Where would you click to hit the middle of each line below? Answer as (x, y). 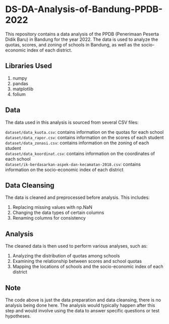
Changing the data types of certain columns (58, 212)
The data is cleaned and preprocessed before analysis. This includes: (77, 197)
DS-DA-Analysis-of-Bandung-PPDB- (84, 9)
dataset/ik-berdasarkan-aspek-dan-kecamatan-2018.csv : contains (73, 164)
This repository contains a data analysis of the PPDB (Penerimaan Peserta (82, 34)
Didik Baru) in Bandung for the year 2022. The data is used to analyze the (82, 39)
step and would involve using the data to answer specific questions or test (82, 311)
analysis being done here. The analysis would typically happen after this (80, 305)
